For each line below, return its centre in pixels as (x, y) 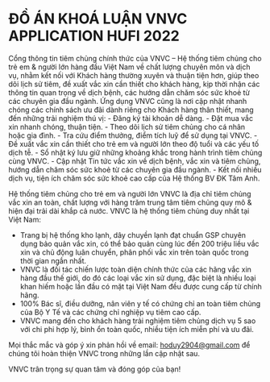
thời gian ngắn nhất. (53, 260)
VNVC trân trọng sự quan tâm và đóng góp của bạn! (95, 369)
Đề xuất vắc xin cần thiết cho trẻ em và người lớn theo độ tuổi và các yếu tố (134, 143)
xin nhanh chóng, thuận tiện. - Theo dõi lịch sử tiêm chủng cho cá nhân (127, 127)
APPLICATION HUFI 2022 (94, 36)
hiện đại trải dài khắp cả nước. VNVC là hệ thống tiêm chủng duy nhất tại (129, 210)
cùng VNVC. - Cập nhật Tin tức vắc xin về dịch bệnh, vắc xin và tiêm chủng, (135, 161)
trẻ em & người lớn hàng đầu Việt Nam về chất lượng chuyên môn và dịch (129, 67)
